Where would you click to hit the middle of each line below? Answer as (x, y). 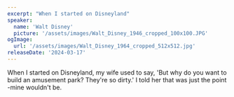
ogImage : (20, 40)
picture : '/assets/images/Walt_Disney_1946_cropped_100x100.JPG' (111, 33)
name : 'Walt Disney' (43, 27)
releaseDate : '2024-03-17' (47, 53)
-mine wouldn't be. (35, 87)
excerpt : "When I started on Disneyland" (69, 14)
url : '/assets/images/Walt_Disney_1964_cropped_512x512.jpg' (105, 46)
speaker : (20, 20)
